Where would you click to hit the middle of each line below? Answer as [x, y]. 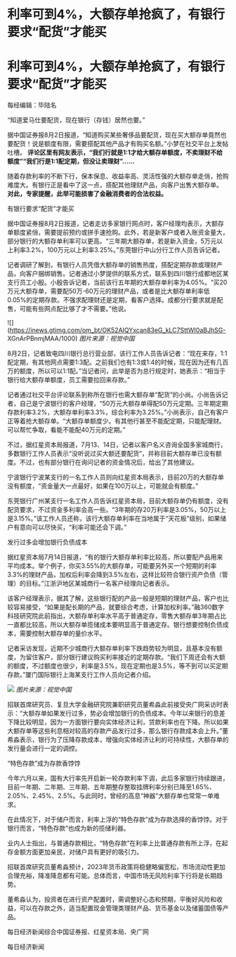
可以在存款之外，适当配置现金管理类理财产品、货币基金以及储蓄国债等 [121, 908]
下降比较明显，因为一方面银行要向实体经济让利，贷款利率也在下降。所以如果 [118, 722]
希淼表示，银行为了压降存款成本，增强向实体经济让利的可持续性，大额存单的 [118, 740]
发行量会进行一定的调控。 [44, 748]
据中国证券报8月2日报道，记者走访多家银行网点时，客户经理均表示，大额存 [116, 224]
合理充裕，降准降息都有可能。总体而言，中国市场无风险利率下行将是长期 [112, 876]
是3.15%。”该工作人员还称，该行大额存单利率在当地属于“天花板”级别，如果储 [117, 519]
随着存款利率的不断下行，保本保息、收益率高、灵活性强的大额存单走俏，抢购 [118, 176]
